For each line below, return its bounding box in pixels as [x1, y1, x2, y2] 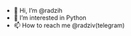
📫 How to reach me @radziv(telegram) [13, 21, 125, 29]
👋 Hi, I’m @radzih [13, 7, 63, 14]
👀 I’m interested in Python [13, 14, 87, 22]
